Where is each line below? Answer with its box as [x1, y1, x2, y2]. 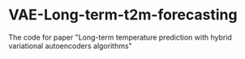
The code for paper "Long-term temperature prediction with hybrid [8, 32, 233, 42]
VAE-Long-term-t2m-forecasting [8, 6, 238, 24]
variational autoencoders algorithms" [8, 40, 132, 50]
